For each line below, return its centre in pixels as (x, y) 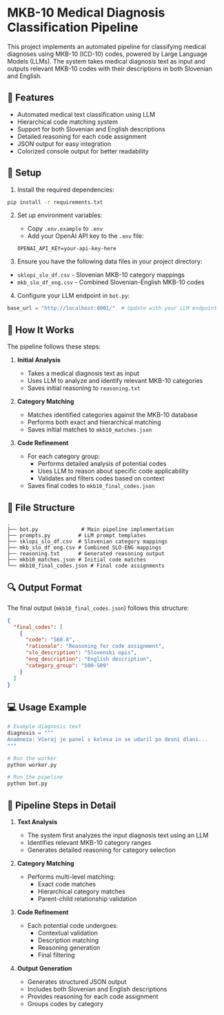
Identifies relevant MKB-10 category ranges (89, 842)
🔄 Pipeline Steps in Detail (62, 805)
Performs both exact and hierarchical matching (94, 422)
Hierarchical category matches (81, 891)
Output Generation (44, 968)
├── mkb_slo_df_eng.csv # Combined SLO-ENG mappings (84, 548)
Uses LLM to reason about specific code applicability (113, 471)
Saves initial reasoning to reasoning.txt (84, 388)
